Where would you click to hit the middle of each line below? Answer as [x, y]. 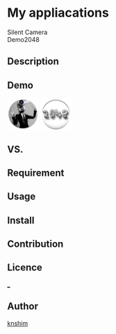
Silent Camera [27, 32]
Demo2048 [23, 39]
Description [33, 62]
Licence [25, 267]
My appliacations [58, 13]
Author [23, 306]
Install [21, 220]
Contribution [35, 244]
